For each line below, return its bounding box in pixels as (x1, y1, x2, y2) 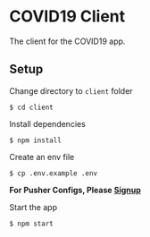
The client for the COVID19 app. (9, 36, 126, 47)
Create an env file (9, 151, 75, 162)
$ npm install (9, 136, 62, 145)
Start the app (9, 201, 58, 212)
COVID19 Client (9, 6, 126, 27)
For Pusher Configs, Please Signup (9, 184, 141, 195)
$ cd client (9, 103, 54, 112)
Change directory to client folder (9, 85, 133, 96)
